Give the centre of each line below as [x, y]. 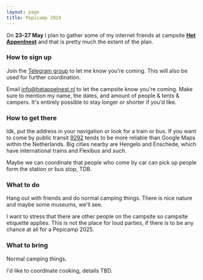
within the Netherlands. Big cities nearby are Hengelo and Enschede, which [102, 144]
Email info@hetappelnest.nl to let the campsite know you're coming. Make [100, 89]
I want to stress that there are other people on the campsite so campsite [97, 216]
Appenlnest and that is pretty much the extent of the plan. [80, 42]
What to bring [27, 245]
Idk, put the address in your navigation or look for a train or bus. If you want [102, 131]
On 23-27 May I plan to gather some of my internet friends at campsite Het [101, 35]
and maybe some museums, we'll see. [54, 205]
